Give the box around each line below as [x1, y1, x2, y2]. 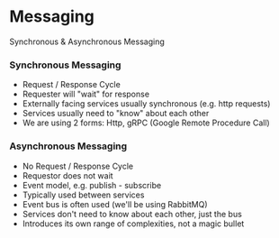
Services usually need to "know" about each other [22, 108, 210, 119]
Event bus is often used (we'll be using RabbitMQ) [22, 198, 208, 209]
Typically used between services [22, 189, 145, 200]
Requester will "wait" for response [22, 88, 150, 100]
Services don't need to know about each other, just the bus [22, 208, 243, 219]
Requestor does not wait [22, 169, 114, 181]
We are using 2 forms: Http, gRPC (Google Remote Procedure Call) [22, 117, 270, 128]
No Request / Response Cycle [22, 160, 134, 171]
